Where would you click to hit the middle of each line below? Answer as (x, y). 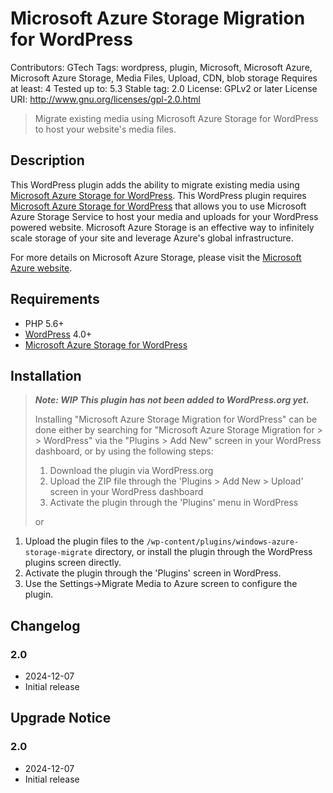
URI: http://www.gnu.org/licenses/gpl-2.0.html (105, 99)
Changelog (45, 625)
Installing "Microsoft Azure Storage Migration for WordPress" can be (176, 419)
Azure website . (41, 268)
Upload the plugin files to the (84, 541)
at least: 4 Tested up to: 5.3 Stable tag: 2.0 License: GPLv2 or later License (164, 88)
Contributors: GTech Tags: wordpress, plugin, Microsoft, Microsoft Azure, (161, 67)
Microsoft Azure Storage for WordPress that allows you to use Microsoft (158, 206)
